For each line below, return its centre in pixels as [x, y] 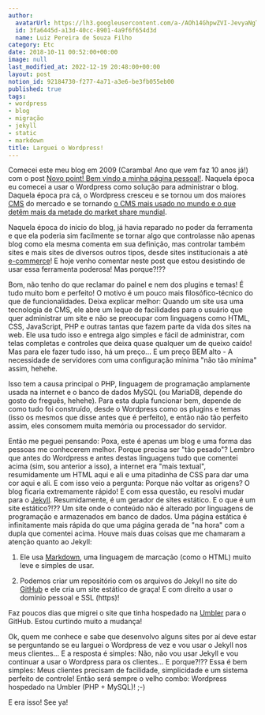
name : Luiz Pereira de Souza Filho [74, 38]
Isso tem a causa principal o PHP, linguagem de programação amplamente [129, 384]
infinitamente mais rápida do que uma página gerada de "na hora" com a [127, 525]
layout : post [30, 74]
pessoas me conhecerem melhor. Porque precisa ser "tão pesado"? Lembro [131, 450]
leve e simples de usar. [57, 566]
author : [21, 15]
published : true [35, 89]
